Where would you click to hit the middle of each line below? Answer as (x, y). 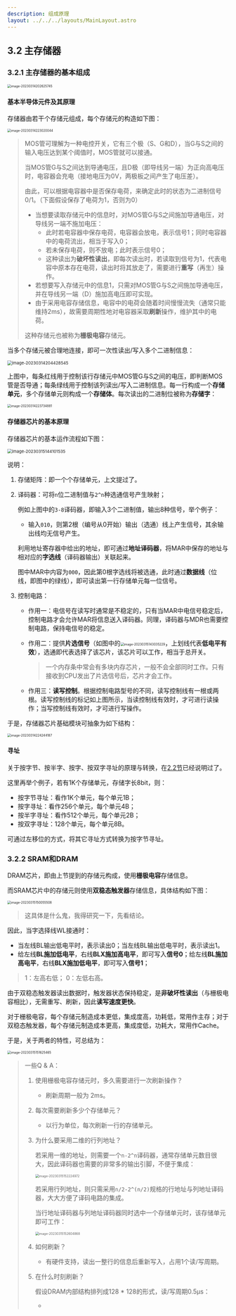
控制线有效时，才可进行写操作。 (99, 708)
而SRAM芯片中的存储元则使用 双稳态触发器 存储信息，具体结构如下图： (109, 890)
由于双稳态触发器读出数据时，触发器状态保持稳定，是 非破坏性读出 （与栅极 (115, 993)
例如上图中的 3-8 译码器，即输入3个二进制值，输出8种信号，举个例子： (118, 509)
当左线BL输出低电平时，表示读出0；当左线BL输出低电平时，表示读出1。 (120, 945)
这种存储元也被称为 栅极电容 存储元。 (77, 336)
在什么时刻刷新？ (60, 1277)
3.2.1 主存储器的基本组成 (49, 72)
